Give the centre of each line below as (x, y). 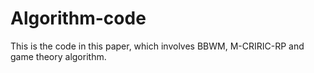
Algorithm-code (78, 18)
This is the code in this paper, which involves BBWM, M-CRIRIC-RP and (157, 46)
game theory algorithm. (58, 56)
